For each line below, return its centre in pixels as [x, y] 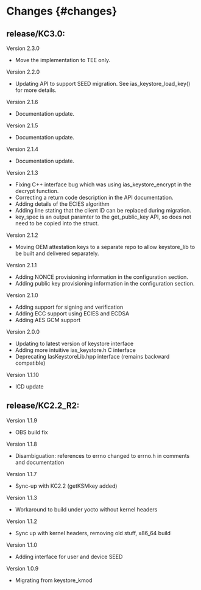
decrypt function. [37, 191]
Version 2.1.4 [22, 149]
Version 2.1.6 [22, 102]
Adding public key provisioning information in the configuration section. [105, 283]
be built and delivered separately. [57, 253]
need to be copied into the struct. [57, 223]
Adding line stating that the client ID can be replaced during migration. [103, 210]
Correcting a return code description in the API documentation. [94, 197]
